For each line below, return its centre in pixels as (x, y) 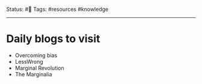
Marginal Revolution (39, 68)
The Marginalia (33, 74)
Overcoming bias (36, 55)
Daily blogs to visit (53, 39)
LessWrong (29, 61)
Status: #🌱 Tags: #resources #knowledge (57, 9)
